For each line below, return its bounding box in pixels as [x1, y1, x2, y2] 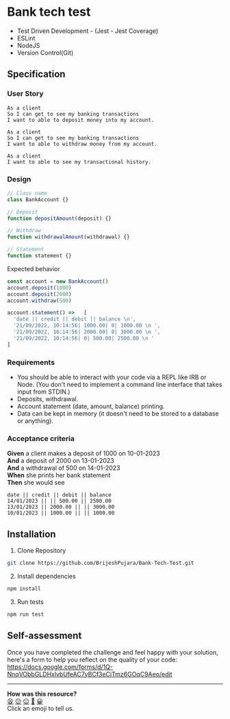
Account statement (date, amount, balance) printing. [16, 402, 165, 410]
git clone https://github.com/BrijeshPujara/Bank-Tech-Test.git [7, 559, 194, 567]
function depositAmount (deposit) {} [7, 215, 112, 222]
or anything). [16, 416, 53, 425]
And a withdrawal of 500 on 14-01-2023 [7, 464, 121, 472]
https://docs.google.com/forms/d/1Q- [7, 662, 113, 671]
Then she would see [7, 479, 65, 487]
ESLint [16, 34, 36, 42]
